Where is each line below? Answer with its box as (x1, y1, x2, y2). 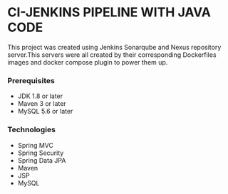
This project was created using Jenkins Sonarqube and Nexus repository (7, 43, 222, 51)
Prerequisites (7, 75, 55, 85)
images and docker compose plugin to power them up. (7, 58, 168, 66)
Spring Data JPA (17, 156, 66, 164)
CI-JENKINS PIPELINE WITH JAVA (7, 4, 212, 21)
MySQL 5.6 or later (17, 107, 73, 116)
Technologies (7, 125, 56, 135)
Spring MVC (17, 141, 54, 149)
